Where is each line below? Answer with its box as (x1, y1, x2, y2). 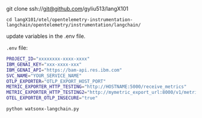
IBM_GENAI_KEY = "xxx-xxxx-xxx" (6, 61, 82, 67)
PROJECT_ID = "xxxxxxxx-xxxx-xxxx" (6, 56, 90, 62)
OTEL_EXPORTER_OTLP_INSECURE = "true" (6, 95, 98, 101)
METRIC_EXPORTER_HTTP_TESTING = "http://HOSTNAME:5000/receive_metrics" (6, 84, 187, 90)
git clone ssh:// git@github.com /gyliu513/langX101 (6, 5, 129, 12)
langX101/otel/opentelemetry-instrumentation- (14, 17, 133, 23)
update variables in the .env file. (6, 33, 86, 40)
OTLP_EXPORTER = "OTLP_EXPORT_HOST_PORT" (6, 78, 106, 84)
